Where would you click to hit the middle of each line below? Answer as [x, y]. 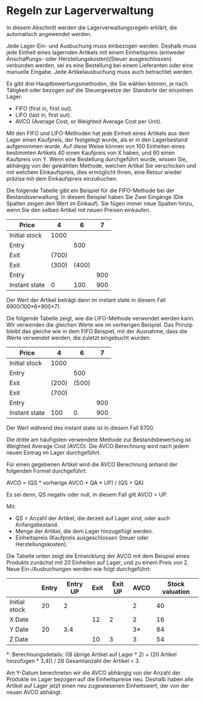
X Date [19, 619]
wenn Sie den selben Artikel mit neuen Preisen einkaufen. [79, 210]
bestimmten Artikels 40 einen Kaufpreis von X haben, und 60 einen [91, 153]
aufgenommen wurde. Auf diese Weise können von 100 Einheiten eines [95, 146]
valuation [176, 592]
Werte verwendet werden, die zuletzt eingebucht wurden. [79, 338]
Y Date [19, 629]
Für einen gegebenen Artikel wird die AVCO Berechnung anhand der [92, 464]
